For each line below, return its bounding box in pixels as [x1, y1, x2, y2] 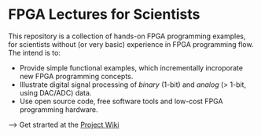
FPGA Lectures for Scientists [8, 5, 200, 23]
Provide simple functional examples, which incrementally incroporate [19, 63, 244, 72]
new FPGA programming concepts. [19, 71, 134, 81]
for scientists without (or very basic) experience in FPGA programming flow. [8, 39, 254, 49]
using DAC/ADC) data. [19, 88, 92, 97]
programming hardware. [19, 104, 98, 114]
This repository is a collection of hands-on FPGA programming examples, [8, 31, 246, 41]
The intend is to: [8, 48, 61, 57]
